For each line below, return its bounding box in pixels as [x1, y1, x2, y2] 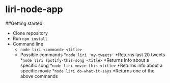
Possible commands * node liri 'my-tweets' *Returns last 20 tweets [20, 52, 165, 58]
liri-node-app [5, 4, 63, 15]
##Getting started [5, 20, 43, 26]
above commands [20, 73, 58, 79]
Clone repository [12, 30, 48, 36]
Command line [12, 40, 43, 47]
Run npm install [12, 35, 48, 41]
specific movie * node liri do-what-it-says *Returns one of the [20, 67, 155, 74]
